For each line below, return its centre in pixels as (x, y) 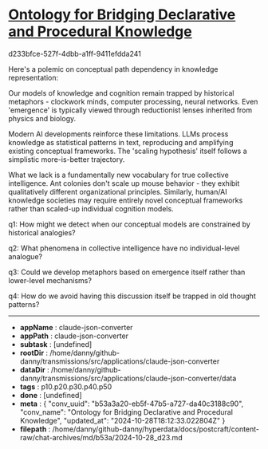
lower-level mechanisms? (50, 280)
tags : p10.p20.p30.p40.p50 (66, 386)
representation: (33, 77)
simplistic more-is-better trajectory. (67, 159)
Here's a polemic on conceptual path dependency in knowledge (113, 69)
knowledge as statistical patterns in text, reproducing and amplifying (121, 142)
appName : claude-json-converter (76, 327)
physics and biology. (42, 118)
